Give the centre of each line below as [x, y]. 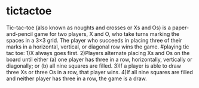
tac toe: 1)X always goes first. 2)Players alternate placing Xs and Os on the [98, 53]
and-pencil [19, 34]
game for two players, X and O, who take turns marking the [107, 34]
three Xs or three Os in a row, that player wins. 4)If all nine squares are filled [99, 72]
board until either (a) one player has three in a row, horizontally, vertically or [99, 59]
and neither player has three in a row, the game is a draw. [77, 78]
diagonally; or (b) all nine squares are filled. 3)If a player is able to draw [94, 66]
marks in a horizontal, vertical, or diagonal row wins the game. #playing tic [98, 47]
